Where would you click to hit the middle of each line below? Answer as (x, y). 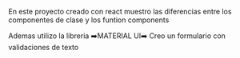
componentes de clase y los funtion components (89, 20)
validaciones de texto (44, 47)
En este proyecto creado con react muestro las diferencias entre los (120, 12)
